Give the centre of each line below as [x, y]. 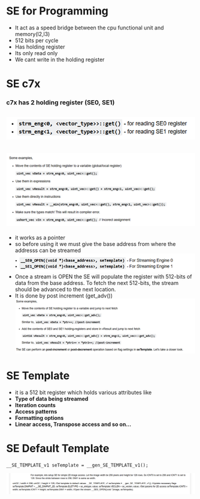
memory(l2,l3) [32, 34]
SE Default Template [58, 449]
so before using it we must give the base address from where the [95, 244]
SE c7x [23, 84]
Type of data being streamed [51, 399]
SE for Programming [57, 11]
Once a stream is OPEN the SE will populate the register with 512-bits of [104, 276]
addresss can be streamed [48, 251]
